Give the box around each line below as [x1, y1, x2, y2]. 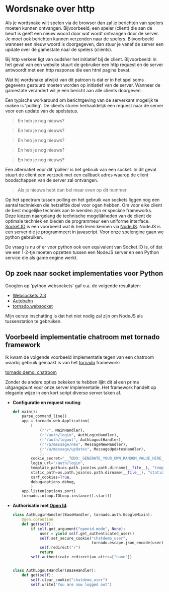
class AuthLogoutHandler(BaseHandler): [12, 568, 97, 573]
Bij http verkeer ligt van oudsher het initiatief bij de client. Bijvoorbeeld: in [5, 56, 157, 62]
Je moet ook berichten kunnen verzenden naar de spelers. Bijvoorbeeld [5, 36, 154, 42]
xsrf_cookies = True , [31, 475, 71, 480]
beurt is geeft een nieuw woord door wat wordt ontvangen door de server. [5, 30, 159, 36]
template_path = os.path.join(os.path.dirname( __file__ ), [31, 466, 150, 471]
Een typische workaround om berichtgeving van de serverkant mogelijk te [5, 97, 158, 103]
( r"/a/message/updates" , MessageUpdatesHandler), [39, 446, 146, 451]
